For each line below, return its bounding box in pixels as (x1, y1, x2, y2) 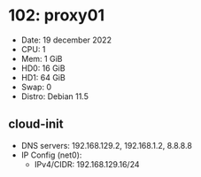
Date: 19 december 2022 (20, 35, 112, 45)
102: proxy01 (8, 5, 105, 26)
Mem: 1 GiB (20, 53, 63, 64)
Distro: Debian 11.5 (20, 90, 89, 102)
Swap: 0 (20, 81, 52, 92)
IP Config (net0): (20, 150, 82, 160)
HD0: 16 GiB (20, 63, 66, 73)
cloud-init (8, 117, 64, 132)
